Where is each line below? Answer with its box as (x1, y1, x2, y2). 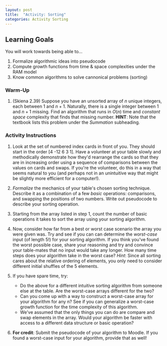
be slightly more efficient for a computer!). (12, 175, 100, 181)
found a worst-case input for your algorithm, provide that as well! (12, 334, 147, 341)
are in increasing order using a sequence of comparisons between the (12, 159, 158, 165)
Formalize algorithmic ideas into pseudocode (12, 58, 106, 64)
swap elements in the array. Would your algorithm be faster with (20, 314, 152, 320)
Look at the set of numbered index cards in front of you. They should (12, 143, 155, 149)
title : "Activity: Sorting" (5, 12, 66, 17)
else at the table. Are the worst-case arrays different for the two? (20, 288, 154, 294)
